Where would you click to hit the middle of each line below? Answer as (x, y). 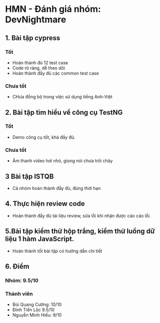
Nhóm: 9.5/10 (22, 280)
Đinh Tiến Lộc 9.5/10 (33, 310)
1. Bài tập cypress (33, 38)
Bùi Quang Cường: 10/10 (37, 305)
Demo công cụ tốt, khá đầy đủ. (44, 137)
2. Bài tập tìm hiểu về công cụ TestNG (64, 112)
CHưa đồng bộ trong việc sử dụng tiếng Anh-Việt (62, 97)
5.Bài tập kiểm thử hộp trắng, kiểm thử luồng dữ (80, 231)
